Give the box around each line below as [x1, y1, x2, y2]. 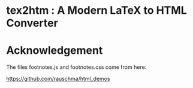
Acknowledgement [6, 44, 103, 57]
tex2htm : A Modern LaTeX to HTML [6, 4, 187, 17]
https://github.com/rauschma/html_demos [6, 75, 110, 83]
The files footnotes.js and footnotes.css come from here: [6, 63, 147, 71]
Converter [6, 16, 58, 30]
